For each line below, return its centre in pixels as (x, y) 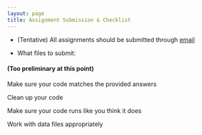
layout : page (26, 13)
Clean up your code (35, 97)
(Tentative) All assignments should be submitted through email (106, 39)
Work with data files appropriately (55, 124)
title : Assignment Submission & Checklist (69, 20)
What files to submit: (46, 53)
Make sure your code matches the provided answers (82, 84)
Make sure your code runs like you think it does (74, 110)
